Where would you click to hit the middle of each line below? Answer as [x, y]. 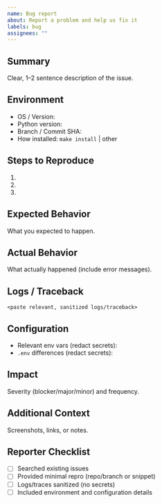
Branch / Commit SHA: [49, 131]
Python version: [39, 124]
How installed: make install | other [67, 138]
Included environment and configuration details [84, 492]
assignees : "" [28, 33]
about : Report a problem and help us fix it [72, 20]
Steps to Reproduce [51, 161]
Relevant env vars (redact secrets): [67, 345]
